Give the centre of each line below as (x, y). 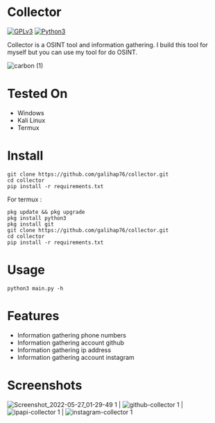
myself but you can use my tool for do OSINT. (72, 52)
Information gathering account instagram (76, 357)
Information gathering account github (71, 342)
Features (33, 316)
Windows (31, 113)
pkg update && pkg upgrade (46, 212)
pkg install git (31, 224)
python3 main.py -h (35, 288)
